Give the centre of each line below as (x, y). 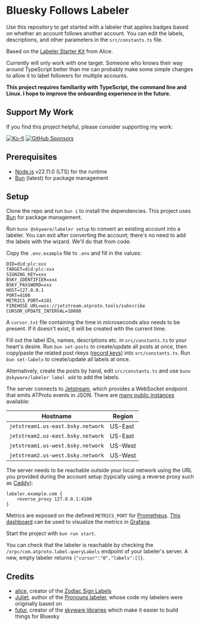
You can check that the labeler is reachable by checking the (80, 545)
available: (18, 402)
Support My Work (40, 112)
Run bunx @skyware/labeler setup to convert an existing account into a (93, 229)
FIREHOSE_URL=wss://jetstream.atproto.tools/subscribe (76, 306)
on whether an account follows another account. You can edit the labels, (95, 33)
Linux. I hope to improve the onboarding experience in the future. (89, 93)
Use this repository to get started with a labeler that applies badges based (97, 27)
